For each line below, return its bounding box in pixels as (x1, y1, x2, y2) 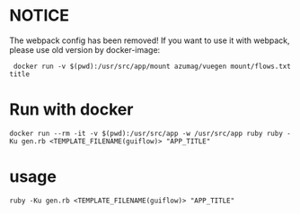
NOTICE (9, 5, 70, 26)
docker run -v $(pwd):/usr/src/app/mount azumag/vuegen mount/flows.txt (13, 62, 292, 71)
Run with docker (9, 99, 134, 120)
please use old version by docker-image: (9, 44, 161, 55)
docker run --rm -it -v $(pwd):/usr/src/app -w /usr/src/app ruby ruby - (9, 129, 292, 138)
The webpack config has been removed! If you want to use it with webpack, (9, 35, 290, 46)
